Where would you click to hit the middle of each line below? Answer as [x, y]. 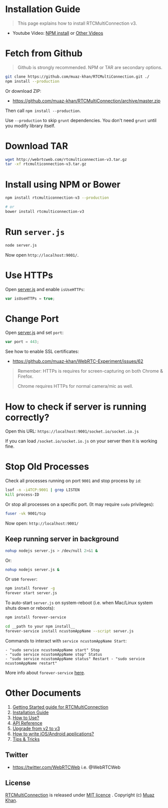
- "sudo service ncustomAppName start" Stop [53, 650]
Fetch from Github [44, 53]
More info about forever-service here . [45, 672]
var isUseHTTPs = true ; [30, 299]
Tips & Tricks [26, 739]
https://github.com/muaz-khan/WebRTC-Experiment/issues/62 [78, 361]
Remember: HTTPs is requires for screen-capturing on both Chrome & [90, 371]
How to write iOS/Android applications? [53, 734]
